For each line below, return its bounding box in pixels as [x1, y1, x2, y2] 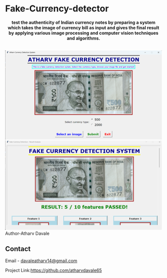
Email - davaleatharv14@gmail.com [5, 258, 78, 264]
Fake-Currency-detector [5, 3, 109, 14]
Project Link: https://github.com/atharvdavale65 [5, 268, 102, 274]
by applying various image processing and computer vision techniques [8, 30, 159, 36]
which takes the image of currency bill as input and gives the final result [7, 24, 160, 30]
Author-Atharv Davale [5, 230, 50, 236]
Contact [5, 244, 31, 253]
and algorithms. [67, 35, 100, 41]
